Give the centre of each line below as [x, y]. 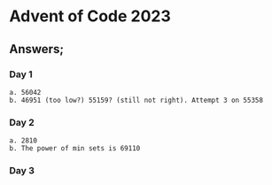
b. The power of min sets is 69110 [75, 149]
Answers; [37, 49]
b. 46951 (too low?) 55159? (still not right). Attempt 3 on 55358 [136, 100]
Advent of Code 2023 [90, 16]
